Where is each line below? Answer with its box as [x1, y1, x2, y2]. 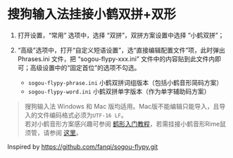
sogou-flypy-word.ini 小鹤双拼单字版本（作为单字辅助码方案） [27, 87, 210, 96]
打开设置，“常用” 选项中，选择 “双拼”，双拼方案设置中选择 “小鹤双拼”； [17, 31, 225, 39]
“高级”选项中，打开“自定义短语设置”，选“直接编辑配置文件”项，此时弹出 [17, 46, 225, 54]
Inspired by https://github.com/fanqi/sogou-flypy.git [7, 142, 158, 151]
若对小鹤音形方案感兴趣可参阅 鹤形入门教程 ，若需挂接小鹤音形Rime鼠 [24, 119, 227, 128]
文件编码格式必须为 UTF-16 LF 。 [37, 110, 128, 119]
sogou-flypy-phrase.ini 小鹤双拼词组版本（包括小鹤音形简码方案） [27, 78, 223, 86]
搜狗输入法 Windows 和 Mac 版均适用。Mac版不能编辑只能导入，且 [24, 102, 220, 110]
